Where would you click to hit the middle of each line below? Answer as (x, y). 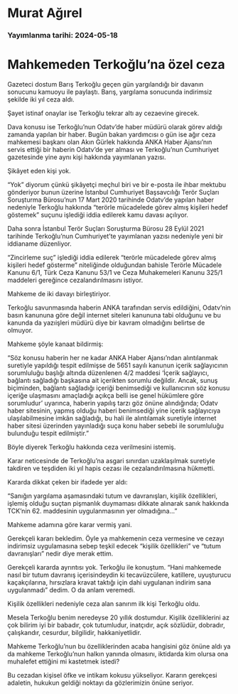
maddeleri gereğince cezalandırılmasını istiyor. (75, 280)
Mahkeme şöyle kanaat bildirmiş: (55, 344)
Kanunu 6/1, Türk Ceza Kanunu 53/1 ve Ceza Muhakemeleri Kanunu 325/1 (115, 273)
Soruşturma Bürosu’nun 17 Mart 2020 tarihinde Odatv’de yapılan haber (111, 200)
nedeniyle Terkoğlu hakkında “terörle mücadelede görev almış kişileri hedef (118, 207)
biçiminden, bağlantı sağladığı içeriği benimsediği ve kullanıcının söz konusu (119, 388)
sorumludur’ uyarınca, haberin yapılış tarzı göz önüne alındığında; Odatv (113, 403)
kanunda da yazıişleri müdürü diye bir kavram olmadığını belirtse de (106, 323)
